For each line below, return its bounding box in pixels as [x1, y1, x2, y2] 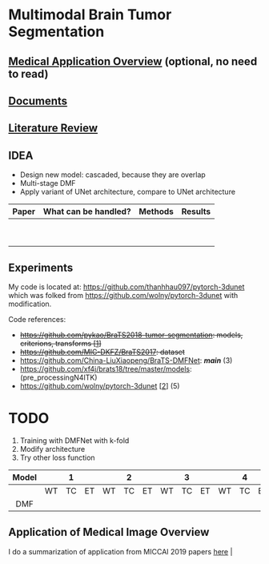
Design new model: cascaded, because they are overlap [19, 170, 206, 179]
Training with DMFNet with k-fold [19, 435, 130, 445]
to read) [8, 66, 49, 81]
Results [181, 206, 211, 217]
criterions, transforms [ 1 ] [19, 338, 102, 348]
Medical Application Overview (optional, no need [8, 54, 258, 68]
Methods [139, 206, 174, 217]
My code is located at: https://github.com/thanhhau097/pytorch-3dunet [8, 282, 245, 292]
